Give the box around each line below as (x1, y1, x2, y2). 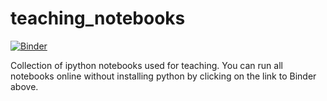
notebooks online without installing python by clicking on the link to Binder (10, 70, 317, 82)
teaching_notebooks (10, 7, 186, 30)
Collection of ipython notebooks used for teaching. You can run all (10, 59, 283, 71)
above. (10, 80, 39, 92)
